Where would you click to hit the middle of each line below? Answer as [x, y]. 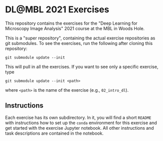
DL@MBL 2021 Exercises [57, 10]
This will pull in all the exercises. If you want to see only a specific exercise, [82, 67]
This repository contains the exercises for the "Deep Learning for [71, 23]
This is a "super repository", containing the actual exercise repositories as [80, 38]
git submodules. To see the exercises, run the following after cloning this [79, 43]
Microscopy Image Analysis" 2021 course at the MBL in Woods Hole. [75, 28]
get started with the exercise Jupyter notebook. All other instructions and [80, 128]
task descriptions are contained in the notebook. [54, 133]
